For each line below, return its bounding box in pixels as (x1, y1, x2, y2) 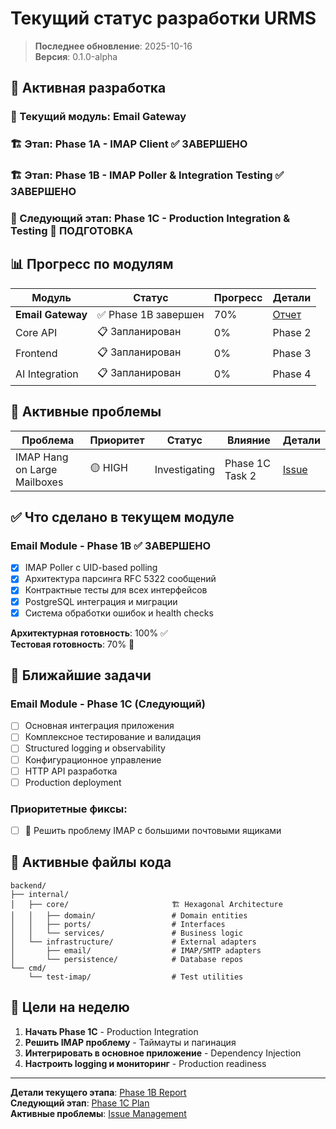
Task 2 (224, 468, 257, 482)
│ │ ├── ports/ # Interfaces (10, 919, 226, 929)
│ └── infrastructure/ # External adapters (10, 937, 257, 947)
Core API (15, 326, 58, 340)
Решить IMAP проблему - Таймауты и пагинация (24, 1036, 237, 1048)
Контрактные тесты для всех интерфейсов (24, 584, 208, 596)
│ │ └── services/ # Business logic (10, 928, 244, 938)
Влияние (226, 433, 271, 447)
